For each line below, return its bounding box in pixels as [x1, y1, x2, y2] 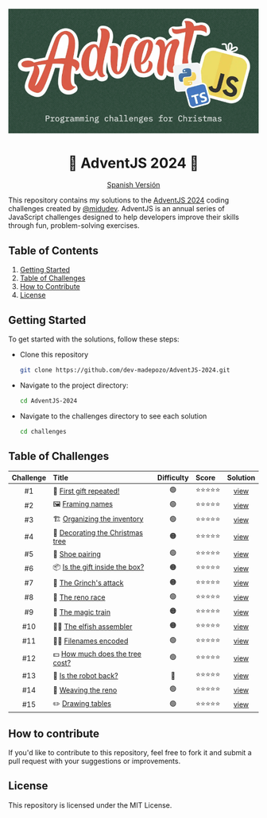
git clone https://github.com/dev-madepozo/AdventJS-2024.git [19, 366, 230, 374]
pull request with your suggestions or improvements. [8, 756, 181, 766]
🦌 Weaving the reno [52, 685, 118, 695]
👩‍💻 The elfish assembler [52, 621, 133, 631]
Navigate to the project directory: [19, 380, 129, 390]
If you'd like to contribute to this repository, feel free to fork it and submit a [8, 747, 252, 757]
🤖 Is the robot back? [52, 670, 118, 680]
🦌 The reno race [52, 592, 106, 602]
